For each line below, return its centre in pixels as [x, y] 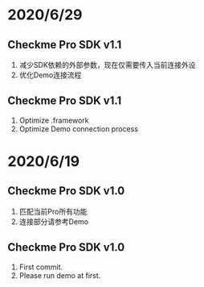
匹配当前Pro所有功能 [53, 211]
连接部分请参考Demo [54, 221]
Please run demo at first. [60, 275]
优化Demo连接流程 [50, 75]
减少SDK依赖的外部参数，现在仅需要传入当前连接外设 [107, 65]
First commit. [41, 267]
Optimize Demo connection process [78, 129]
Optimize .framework [54, 120]
